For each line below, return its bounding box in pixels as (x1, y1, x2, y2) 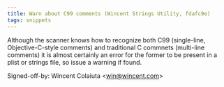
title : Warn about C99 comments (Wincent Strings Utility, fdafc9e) (7, 10, 211, 17)
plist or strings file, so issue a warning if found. (7, 58, 142, 66)
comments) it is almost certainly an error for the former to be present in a (7, 50, 218, 59)
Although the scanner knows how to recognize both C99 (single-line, (7, 35, 206, 44)
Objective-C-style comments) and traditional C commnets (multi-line (7, 43, 204, 52)
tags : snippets (7, 17, 52, 24)
